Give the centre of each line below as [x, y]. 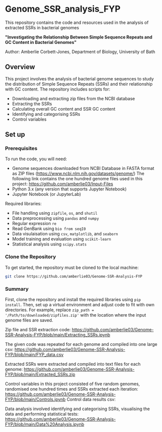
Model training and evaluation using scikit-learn [62, 239]
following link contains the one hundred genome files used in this [77, 179]
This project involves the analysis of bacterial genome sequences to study [80, 78]
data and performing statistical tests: [42, 414]
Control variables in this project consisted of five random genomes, [72, 384]
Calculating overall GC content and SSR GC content [64, 109]
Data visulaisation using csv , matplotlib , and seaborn [65, 234]
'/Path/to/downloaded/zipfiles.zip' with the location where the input [76, 315]
